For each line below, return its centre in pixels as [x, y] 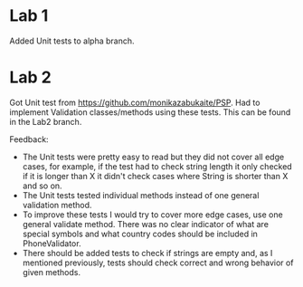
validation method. [57, 205]
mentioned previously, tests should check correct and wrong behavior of [158, 263]
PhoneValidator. [52, 243]
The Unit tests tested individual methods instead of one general [141, 195]
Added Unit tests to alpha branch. [72, 41]
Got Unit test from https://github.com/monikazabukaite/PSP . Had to [135, 102]
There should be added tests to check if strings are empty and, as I [147, 253]
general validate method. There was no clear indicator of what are [146, 224]
